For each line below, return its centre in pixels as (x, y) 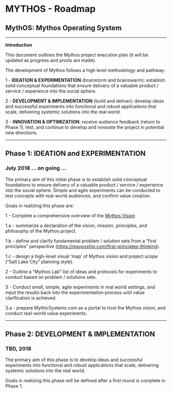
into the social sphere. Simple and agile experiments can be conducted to (83, 190)
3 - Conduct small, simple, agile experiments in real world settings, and (80, 287)
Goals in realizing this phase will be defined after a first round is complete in (85, 381)
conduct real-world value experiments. (46, 313)
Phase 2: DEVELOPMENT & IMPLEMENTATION (80, 334)
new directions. (21, 133)
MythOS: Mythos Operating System (63, 28)
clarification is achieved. (31, 298)
